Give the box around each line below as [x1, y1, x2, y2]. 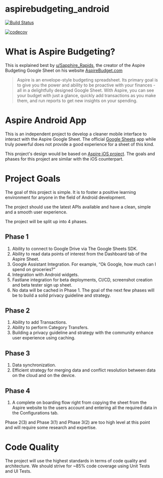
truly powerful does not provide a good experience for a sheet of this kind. [5, 141, 155, 147]
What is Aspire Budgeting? [5, 46, 115, 57]
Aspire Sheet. [12, 256, 40, 262]
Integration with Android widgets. [12, 271, 79, 277]
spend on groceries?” [12, 266, 56, 272]
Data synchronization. [12, 362, 56, 368]
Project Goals [5, 173, 61, 184]
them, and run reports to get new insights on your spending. [17, 98, 138, 104]
